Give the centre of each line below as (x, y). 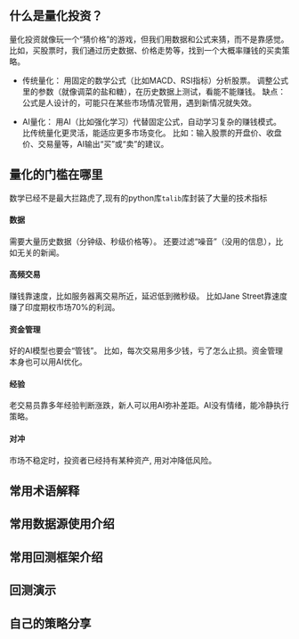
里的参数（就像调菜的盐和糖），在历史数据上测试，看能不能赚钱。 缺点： (154, 91)
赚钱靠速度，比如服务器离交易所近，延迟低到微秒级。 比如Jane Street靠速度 (148, 296)
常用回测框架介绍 (56, 557)
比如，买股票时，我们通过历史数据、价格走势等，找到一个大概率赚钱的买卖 (145, 50)
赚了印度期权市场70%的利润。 (65, 307)
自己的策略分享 (50, 623)
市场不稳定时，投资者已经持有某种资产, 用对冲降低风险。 (113, 460)
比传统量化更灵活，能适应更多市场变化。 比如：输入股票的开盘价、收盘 (152, 133)
